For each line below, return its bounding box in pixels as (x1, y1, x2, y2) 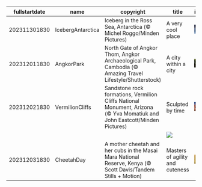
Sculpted (166, 100, 189, 108)
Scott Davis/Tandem (104, 166, 155, 173)
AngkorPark (55, 60, 85, 67)
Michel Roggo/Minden (104, 29, 159, 37)
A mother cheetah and (104, 140, 160, 147)
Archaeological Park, (104, 57, 156, 64)
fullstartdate (13, 8, 46, 15)
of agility (166, 153, 188, 160)
